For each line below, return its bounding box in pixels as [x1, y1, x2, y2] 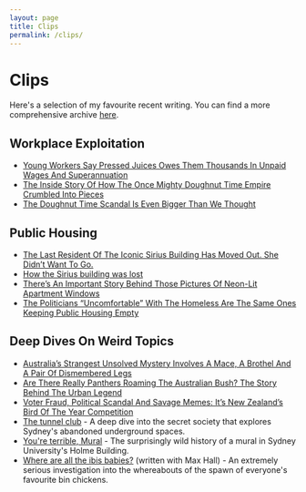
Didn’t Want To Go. [22, 259, 94, 270]
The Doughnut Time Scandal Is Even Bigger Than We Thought [22, 199, 257, 210]
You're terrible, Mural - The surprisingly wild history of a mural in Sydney [22, 435, 296, 446]
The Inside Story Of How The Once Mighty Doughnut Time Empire [22, 179, 271, 190]
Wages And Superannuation [22, 169, 128, 180]
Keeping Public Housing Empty [22, 307, 139, 318]
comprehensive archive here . [9, 109, 119, 120]
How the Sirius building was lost [22, 268, 144, 279]
